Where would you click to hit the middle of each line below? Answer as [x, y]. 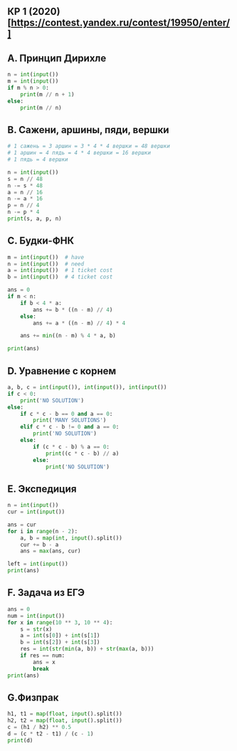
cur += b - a [39, 545]
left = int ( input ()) [38, 564]
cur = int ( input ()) [36, 512]
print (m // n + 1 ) [47, 94]
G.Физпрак [33, 697]
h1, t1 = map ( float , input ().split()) [65, 714]
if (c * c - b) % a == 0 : [72, 447]
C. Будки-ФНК [41, 241]
